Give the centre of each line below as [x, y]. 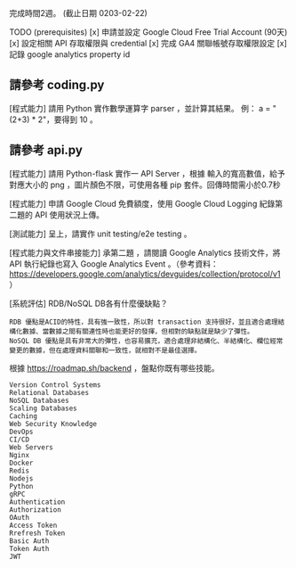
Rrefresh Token [37, 533]
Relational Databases [49, 392]
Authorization [36, 510]
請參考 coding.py [57, 85]
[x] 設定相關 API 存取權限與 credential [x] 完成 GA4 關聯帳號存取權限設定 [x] [148, 43]
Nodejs [21, 478]
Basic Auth [29, 541]
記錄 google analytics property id [70, 54]
